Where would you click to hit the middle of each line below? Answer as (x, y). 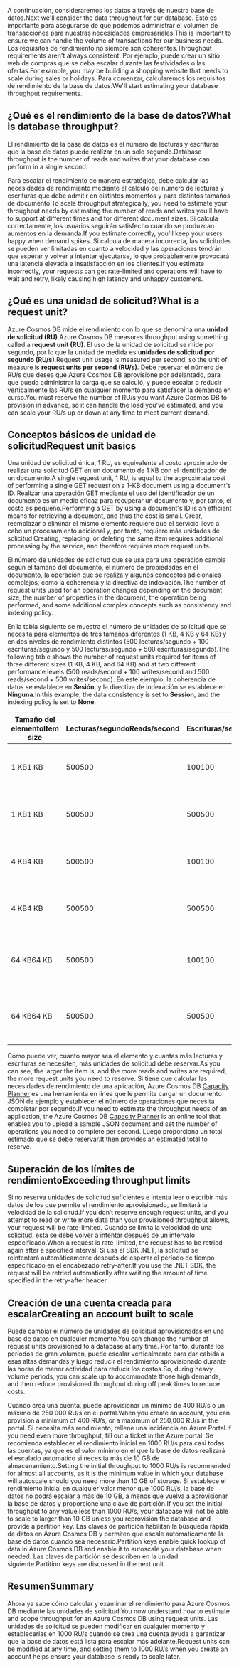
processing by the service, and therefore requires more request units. (109, 546)
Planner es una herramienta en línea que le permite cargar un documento (115, 1094)
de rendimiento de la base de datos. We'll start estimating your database (113, 86)
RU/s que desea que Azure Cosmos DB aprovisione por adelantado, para (114, 374)
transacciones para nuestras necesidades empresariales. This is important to (119, 33)
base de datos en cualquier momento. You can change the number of (108, 1339)
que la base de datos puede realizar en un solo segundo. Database (105, 152)
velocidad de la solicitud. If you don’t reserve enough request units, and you (118, 1213)
